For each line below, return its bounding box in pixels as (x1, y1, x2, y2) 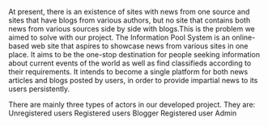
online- (232, 32, 256, 42)
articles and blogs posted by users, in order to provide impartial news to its (8, 76, 258, 85)
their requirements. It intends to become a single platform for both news (8, 67, 249, 76)
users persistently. (8, 84, 70, 94)
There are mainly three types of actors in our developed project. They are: (8, 100, 256, 109)
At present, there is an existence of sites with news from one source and (8, 7, 250, 16)
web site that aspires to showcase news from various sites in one (31, 41, 249, 51)
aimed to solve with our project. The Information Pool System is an (8, 32, 231, 42)
